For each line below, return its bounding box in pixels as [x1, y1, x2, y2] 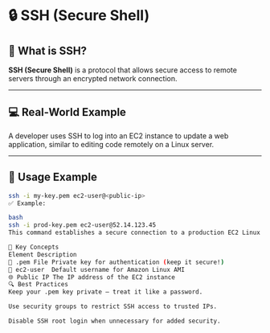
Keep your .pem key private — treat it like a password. [8, 288, 203, 296]
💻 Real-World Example [8, 105, 127, 119]
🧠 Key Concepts [8, 243, 59, 251]
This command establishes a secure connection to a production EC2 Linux [8, 228, 261, 237]
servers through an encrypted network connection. [8, 74, 178, 83]
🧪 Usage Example [8, 171, 98, 184]
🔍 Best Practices [8, 281, 68, 289]
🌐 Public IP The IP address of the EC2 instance [8, 273, 175, 282]
